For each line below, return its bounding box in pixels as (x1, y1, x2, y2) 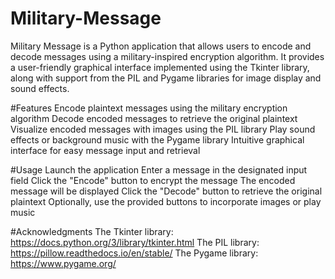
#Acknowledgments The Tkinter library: (10, 225, 174, 237)
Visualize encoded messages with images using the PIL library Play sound (10, 123, 316, 135)
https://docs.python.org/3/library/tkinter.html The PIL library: (10, 236, 260, 248)
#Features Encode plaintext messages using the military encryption (10, 102, 288, 114)
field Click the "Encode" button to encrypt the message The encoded (10, 174, 296, 186)
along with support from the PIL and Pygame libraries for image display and (10, 72, 322, 84)
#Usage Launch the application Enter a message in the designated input (10, 163, 308, 176)
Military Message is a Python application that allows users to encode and (10, 40, 312, 52)
